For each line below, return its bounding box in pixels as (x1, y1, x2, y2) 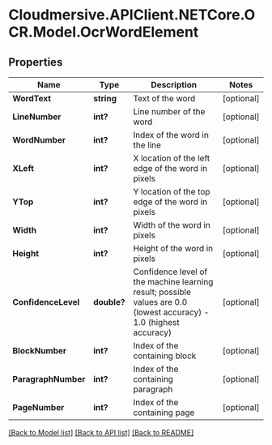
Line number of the (133, 106, 206, 117)
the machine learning (133, 276, 214, 287)
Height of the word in (133, 243, 214, 254)
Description (151, 79, 197, 90)
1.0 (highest (133, 317, 180, 327)
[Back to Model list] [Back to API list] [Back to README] (8, 428, 194, 437)
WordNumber (12, 135, 66, 145)
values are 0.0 (133, 297, 188, 307)
